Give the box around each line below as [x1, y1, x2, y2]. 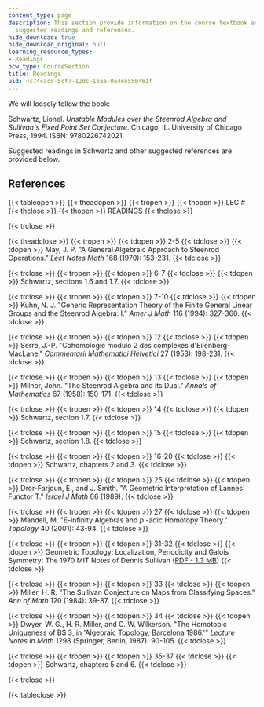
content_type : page [8, 11, 72, 20]
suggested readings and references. [15, 26, 135, 34]
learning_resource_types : [8, 48, 93, 56]
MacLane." [8, 349, 43, 358]
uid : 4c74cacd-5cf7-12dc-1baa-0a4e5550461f [8, 77, 153, 85]
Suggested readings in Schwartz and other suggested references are [8, 146, 233, 156]
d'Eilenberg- [189, 341, 230, 350]
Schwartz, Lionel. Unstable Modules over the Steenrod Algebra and [8, 114, 227, 123]
